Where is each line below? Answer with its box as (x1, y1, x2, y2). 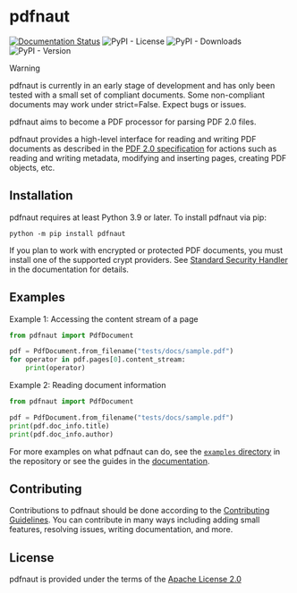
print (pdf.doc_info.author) (9, 429, 115, 439)
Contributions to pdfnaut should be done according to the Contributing (9, 505, 270, 516)
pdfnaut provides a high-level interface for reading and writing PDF (9, 133, 257, 144)
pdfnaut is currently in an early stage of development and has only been (9, 80, 276, 90)
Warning (9, 63, 40, 73)
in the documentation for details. (9, 264, 130, 275)
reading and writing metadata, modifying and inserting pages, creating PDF (9, 152, 287, 163)
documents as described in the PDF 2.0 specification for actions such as (9, 143, 277, 154)
